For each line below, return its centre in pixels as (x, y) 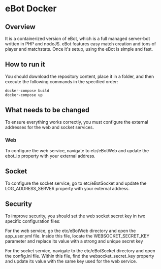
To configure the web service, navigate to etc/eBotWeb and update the (77, 150)
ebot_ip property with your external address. (50, 156)
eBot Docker (31, 9)
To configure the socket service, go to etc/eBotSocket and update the (76, 183)
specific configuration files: (33, 221)
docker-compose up (24, 95)
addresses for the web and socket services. (50, 127)
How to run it (25, 65)
